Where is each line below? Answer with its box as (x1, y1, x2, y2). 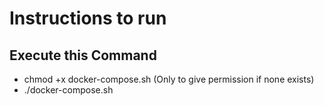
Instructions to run (9, 7, 167, 30)
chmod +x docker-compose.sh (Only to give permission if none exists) (23, 73, 315, 85)
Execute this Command (9, 47, 157, 64)
